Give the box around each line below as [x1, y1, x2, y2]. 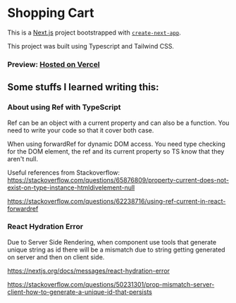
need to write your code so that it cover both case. [7, 125, 154, 135]
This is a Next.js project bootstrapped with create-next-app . [7, 28, 182, 37]
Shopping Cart [7, 5, 94, 21]
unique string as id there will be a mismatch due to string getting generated [7, 245, 225, 254]
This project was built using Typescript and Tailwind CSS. [7, 42, 175, 50]
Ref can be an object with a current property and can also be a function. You [7, 118, 230, 127]
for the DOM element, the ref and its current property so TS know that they [7, 147, 225, 156]
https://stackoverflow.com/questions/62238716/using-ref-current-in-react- [7, 197, 226, 205]
